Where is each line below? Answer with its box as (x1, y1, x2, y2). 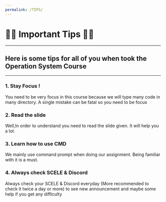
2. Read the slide (5, 111, 46, 118)
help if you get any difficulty (5, 191, 62, 197)
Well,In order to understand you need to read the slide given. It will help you (5, 122, 159, 129)
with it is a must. (5, 157, 39, 163)
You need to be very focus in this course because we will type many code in (5, 94, 161, 100)
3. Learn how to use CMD (5, 140, 67, 147)
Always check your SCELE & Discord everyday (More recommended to (5, 180, 149, 186)
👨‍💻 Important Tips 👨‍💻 (5, 28, 94, 40)
